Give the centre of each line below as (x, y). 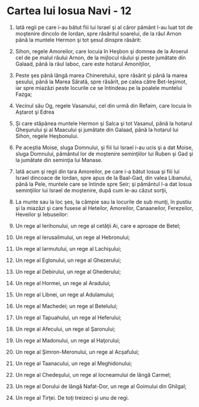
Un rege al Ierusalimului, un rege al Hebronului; (73, 237)
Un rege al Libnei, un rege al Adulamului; (65, 295)
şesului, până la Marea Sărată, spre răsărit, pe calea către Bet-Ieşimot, (101, 82)
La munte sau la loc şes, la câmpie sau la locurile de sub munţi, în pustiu (103, 202)
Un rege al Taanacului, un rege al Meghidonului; (74, 363)
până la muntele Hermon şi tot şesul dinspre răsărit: (78, 40)
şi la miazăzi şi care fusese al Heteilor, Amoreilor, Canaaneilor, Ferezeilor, (104, 208)
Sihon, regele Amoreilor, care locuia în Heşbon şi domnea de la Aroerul (102, 51)
